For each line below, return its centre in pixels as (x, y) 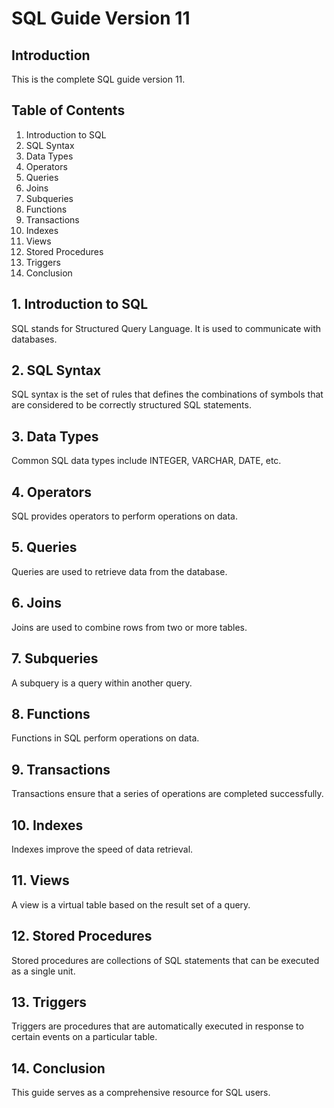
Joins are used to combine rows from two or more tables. (129, 627)
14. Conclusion (58, 1068)
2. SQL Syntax (56, 370)
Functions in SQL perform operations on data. (105, 738)
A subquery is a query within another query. (102, 683)
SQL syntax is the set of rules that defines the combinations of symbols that (167, 394)
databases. (34, 339)
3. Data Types (55, 436)
